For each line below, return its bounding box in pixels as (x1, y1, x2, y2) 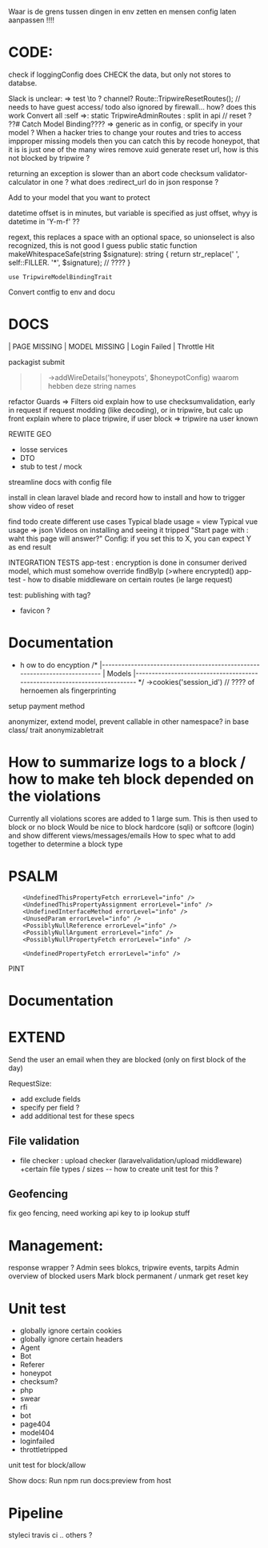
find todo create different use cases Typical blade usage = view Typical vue (8, 516, 258, 526)
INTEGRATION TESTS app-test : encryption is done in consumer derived (8, 558, 247, 567)
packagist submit (8, 357, 66, 366)
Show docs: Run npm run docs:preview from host (8, 1476, 172, 1486)
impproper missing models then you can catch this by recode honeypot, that (8, 136, 260, 146)
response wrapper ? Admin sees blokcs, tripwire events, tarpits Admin (8, 1263, 240, 1273)
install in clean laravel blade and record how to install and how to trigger (8, 492, 246, 502)
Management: (8, 1236, 104, 1254)
